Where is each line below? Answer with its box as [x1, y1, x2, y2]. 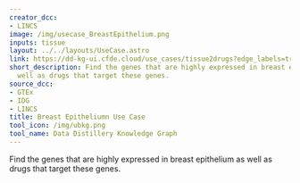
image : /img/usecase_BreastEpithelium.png [9, 29, 170, 38]
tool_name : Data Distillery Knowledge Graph [9, 129, 178, 138]
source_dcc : [9, 79, 54, 88]
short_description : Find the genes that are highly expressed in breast [9, 63, 286, 72]
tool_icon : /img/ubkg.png [9, 121, 105, 130]
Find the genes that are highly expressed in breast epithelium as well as [9, 154, 272, 164]
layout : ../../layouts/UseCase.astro [9, 46, 150, 55]
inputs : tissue [9, 37, 66, 47]
